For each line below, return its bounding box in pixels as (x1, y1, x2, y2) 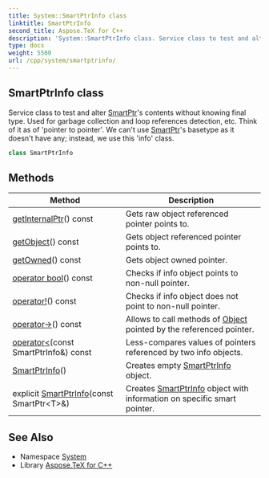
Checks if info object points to (125, 268, 239, 279)
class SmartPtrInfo (8, 149, 74, 157)
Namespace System (19, 451, 86, 462)
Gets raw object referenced (125, 208, 229, 219)
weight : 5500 (8, 49, 52, 57)
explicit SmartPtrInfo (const (12, 388, 114, 399)
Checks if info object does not (125, 291, 239, 302)
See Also (8, 431, 54, 444)
